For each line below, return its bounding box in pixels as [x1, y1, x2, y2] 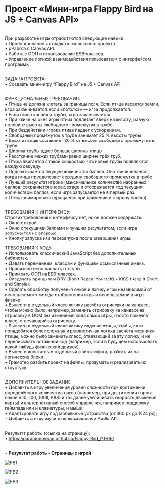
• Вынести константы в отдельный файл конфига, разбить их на [5, 349, 139, 354]
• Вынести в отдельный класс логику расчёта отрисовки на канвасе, [5, 302, 150, 308]
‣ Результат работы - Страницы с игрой [5, 450, 92, 456]
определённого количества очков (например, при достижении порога [5, 389, 153, 395]
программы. [5, 61, 31, 67]
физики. [5, 297, 22, 303]
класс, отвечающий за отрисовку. [5, 317, 77, 324]
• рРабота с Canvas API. [5, 46, 55, 51]
